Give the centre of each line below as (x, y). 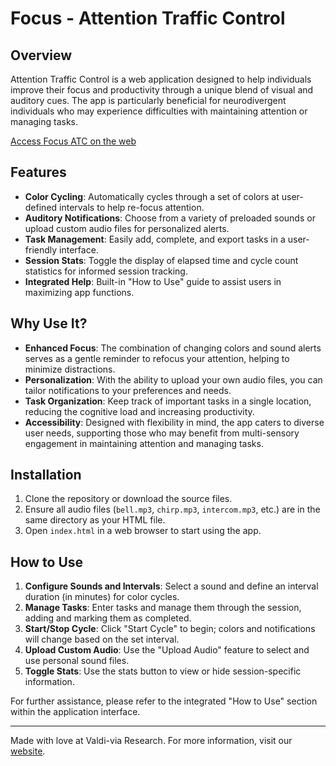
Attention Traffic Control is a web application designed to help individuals (161, 79)
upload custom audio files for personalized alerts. (127, 228)
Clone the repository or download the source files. (128, 499)
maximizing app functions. (79, 292)
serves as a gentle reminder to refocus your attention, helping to (157, 358)
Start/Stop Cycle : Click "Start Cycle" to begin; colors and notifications (170, 629)
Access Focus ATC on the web (73, 141)
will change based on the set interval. (102, 639)
